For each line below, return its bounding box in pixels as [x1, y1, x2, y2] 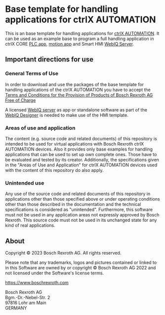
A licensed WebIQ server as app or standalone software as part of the [5, 106, 147, 112]
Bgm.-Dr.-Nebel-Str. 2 [5, 295, 50, 301]
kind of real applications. [5, 222, 55, 228]
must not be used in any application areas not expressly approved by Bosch [5, 212, 160, 218]
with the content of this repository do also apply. [5, 167, 104, 173]
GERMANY [5, 305, 27, 311]
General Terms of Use [5, 70, 58, 77]
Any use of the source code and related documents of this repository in [5, 191, 151, 197]
